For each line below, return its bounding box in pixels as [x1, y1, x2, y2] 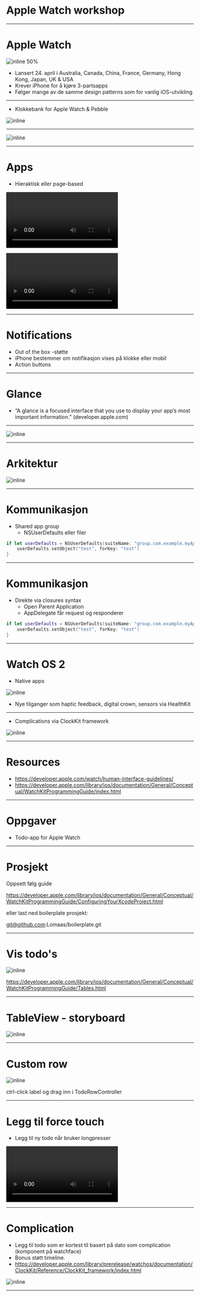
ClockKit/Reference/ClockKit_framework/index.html [14, 1267, 142, 1274]
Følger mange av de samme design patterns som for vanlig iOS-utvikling [14, 88, 193, 95]
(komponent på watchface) [14, 1248, 82, 1255]
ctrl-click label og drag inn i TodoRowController [6, 1088, 122, 1095]
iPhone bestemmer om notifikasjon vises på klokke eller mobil [14, 355, 167, 362]
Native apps [14, 677, 45, 684]
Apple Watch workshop [6, 4, 125, 17]
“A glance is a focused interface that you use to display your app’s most [14, 407, 190, 414]
